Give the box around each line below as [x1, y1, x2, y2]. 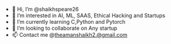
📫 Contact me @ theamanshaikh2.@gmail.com [11, 32, 128, 38]
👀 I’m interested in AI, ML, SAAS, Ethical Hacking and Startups [11, 12, 166, 19]
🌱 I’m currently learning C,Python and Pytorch [11, 18, 126, 25]
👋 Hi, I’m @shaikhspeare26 [11, 6, 79, 12]
